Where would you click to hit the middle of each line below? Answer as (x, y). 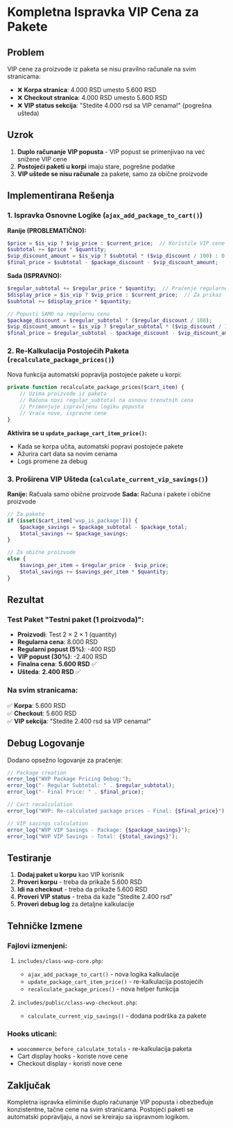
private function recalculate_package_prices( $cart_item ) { (96, 388)
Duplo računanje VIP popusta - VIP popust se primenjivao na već (111, 151)
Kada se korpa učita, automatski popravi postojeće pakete (100, 446)
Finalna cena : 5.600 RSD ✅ (57, 664)
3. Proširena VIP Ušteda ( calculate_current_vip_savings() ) (107, 479)
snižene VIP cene (42, 159)
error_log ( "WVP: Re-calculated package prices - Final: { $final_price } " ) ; (118, 811)
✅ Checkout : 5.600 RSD (42, 713)
